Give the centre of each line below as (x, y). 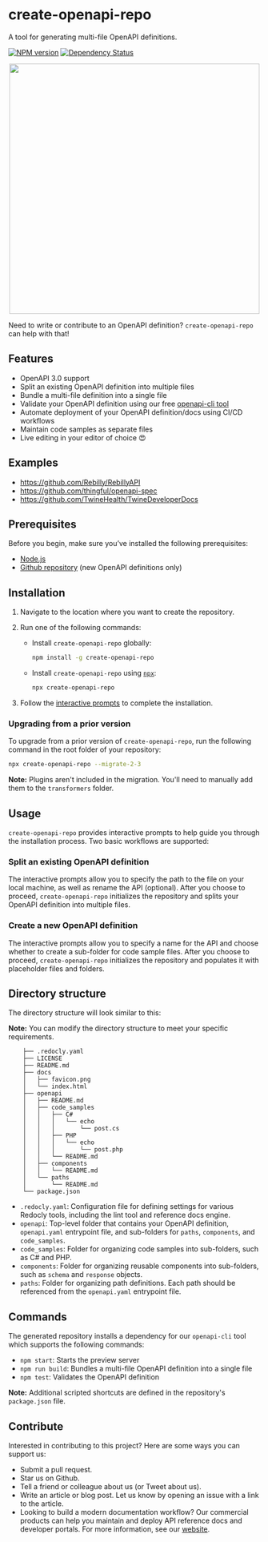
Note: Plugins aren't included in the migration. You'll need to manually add (131, 780)
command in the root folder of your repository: (85, 749)
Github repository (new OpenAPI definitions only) (101, 568)
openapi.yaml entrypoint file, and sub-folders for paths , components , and (137, 1232)
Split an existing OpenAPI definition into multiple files (107, 387)
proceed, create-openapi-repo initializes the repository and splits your (124, 896)
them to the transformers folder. (61, 788)
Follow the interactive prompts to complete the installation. (116, 703)
